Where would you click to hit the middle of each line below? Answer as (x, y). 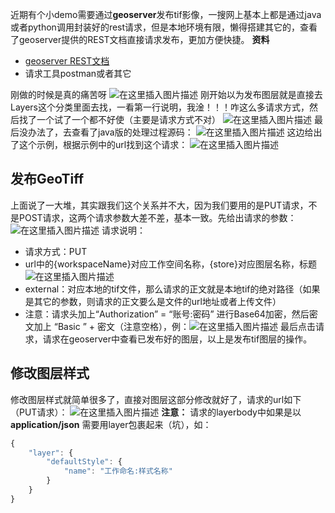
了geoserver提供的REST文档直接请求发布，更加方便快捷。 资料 (140, 39)
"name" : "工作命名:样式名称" (118, 471)
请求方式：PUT (56, 251)
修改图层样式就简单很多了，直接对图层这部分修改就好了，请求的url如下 (156, 399)
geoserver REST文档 (67, 61)
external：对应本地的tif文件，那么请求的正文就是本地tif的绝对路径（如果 (172, 289)
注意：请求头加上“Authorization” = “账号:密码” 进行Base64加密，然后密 (171, 314)
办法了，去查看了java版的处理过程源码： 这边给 (170, 132)
